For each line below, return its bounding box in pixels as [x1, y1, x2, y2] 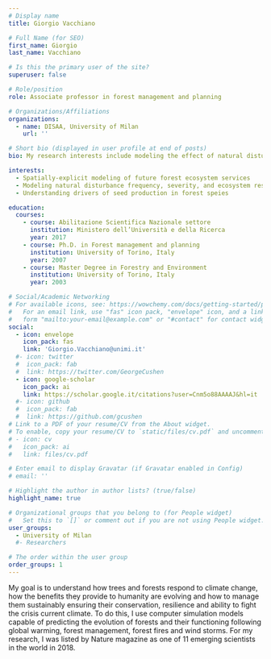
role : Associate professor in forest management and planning [8, 93, 222, 101]
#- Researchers [15, 539, 67, 547]
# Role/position [8, 85, 63, 93]
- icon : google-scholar [15, 375, 95, 383]
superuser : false [8, 71, 67, 79]
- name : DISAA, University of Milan [15, 122, 139, 131]
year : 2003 [29, 279, 67, 287]
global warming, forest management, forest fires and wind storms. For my [8, 625, 253, 635]
